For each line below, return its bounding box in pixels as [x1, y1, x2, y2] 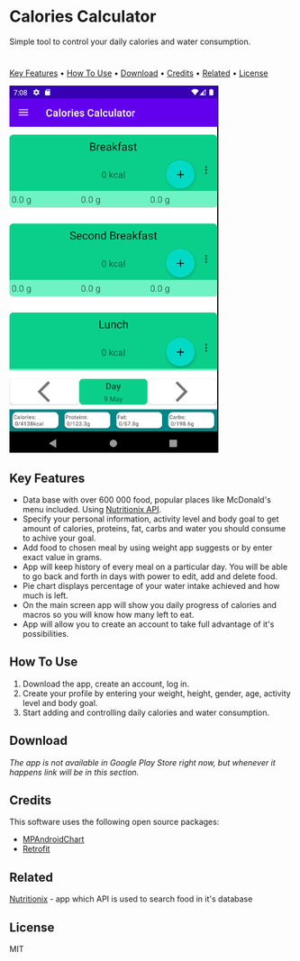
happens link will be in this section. [9, 766, 140, 777]
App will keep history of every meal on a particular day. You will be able [22, 561, 288, 572]
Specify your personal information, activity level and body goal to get [22, 513, 279, 524]
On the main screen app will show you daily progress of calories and [22, 599, 277, 610]
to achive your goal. [22, 532, 96, 543]
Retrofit [22, 844, 50, 855]
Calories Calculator [9, 6, 157, 27]
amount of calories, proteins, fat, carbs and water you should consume [22, 522, 286, 533]
